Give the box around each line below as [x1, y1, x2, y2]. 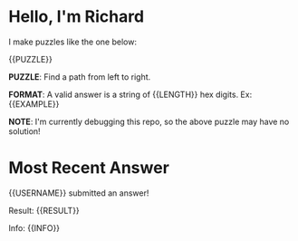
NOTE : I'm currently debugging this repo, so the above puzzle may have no [8, 116, 290, 127]
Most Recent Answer [8, 158, 169, 178]
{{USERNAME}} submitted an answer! [8, 188, 149, 198]
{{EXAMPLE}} [8, 98, 60, 110]
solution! [8, 125, 42, 137]
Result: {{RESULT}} [8, 205, 81, 216]
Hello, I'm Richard [8, 6, 145, 27]
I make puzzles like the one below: [8, 36, 138, 47]
